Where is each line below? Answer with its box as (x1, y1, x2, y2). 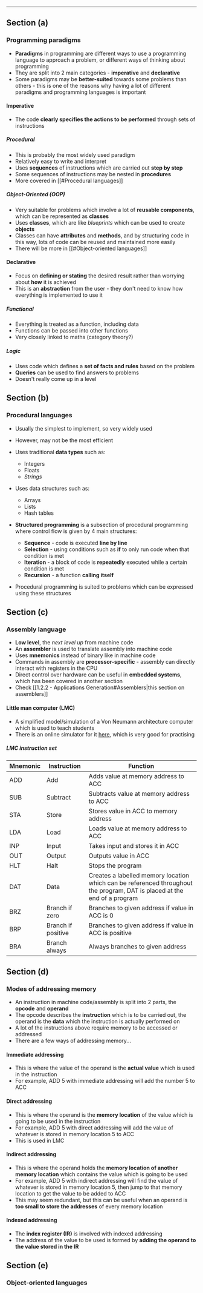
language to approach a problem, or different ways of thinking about (14, 56, 185, 64)
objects (14, 225, 35, 233)
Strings (24, 473, 42, 480)
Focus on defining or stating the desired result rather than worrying (14, 272, 185, 279)
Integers (24, 460, 45, 467)
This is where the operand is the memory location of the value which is (14, 1111, 193, 1118)
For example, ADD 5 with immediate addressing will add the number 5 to (14, 1077, 195, 1085)
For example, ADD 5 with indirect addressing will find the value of (14, 1177, 178, 1184)
